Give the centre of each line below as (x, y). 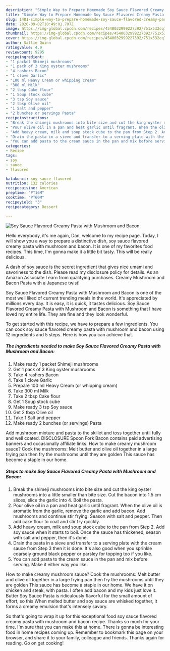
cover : (13, 38)
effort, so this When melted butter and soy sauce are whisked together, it (82, 601)
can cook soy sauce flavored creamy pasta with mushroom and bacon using (85, 329)
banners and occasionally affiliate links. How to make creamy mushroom (81, 444)
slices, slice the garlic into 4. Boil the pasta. (58, 500)
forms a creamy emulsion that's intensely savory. (57, 607)
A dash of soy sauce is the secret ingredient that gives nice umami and (79, 267)
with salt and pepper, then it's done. (50, 538)
